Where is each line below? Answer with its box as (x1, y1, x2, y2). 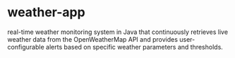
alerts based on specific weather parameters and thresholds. (45, 42, 224, 51)
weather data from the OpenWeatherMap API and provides (7, 35, 179, 43)
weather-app (7, 4, 86, 21)
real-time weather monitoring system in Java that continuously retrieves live (7, 28, 228, 36)
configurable (7, 42, 44, 51)
